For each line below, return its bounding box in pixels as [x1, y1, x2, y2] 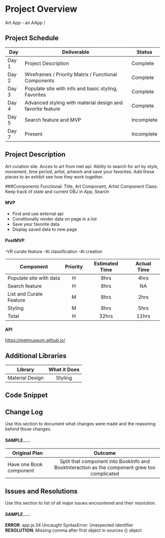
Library [17, 366, 34, 373]
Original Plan [12, 450, 43, 456]
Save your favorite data [12, 221, 60, 227]
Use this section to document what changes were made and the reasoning [5, 421, 156, 427]
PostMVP [5, 237, 25, 244]
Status [137, 48, 153, 55]
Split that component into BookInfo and [59, 458, 150, 465]
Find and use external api [12, 210, 64, 217]
